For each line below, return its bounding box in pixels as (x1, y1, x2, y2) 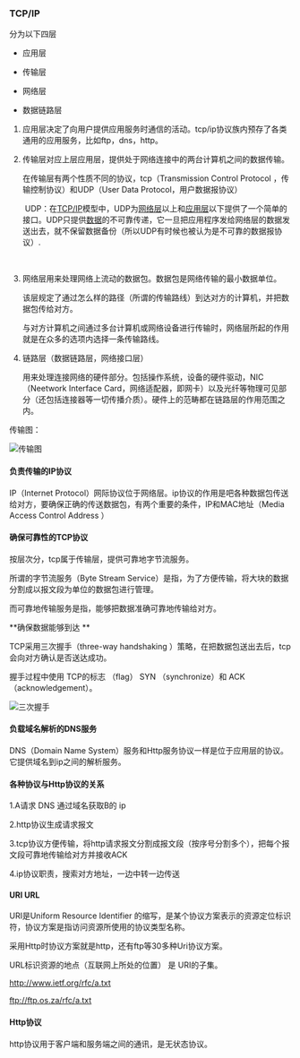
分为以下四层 (9, 29, 56, 39)
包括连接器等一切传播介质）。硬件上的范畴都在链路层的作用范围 (46, 394, 278, 405)
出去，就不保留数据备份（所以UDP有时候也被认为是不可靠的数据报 (30, 226, 275, 237)
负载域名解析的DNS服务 (9, 724, 97, 735)
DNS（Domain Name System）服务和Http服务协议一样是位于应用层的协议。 (9, 744, 289, 755)
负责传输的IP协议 (9, 465, 73, 477)
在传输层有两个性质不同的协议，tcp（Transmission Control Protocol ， (21, 173, 282, 184)
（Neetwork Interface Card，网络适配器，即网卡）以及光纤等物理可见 (21, 383, 279, 394)
